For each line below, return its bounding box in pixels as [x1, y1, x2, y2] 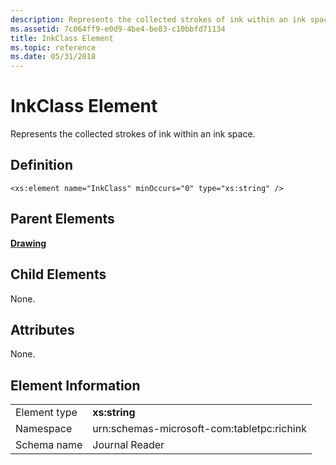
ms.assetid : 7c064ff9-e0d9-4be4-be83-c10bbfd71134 [10, 24, 226, 34]
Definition [10, 157, 73, 174]
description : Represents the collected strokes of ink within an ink [10, 14, 307, 25]
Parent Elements [10, 211, 115, 228]
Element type [15, 406, 78, 420]
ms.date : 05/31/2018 [10, 52, 97, 62]
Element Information [10, 377, 141, 394]
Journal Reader [92, 438, 165, 452]
